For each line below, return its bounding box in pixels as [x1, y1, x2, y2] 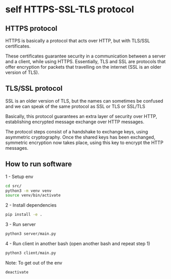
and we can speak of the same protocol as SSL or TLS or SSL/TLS [5, 103, 145, 109]
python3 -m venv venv [5, 188, 52, 193]
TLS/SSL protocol [5, 84, 63, 93]
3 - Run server [5, 222, 36, 228]
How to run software [5, 160, 72, 169]
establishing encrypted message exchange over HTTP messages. [5, 118, 145, 125]
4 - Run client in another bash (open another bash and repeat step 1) [5, 241, 150, 247]
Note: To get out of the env [5, 260, 63, 266]
